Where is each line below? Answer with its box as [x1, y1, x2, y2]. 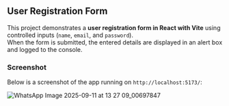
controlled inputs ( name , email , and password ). [7, 31, 133, 39]
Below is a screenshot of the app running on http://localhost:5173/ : [7, 78, 203, 86]
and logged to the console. [7, 45, 83, 53]
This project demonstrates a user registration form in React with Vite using [7, 23, 221, 31]
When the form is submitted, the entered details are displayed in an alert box [7, 38, 223, 47]
